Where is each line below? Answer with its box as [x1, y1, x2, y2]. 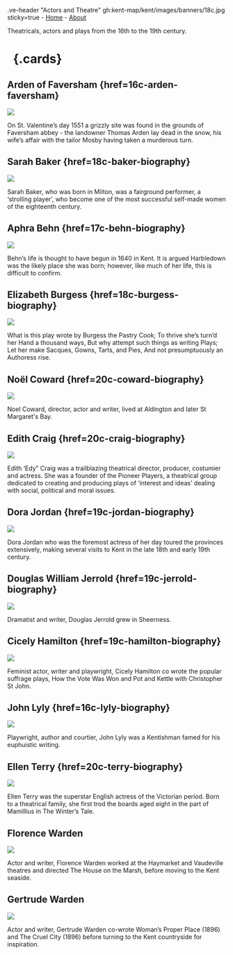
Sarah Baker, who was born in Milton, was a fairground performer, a [7, 187, 202, 195]
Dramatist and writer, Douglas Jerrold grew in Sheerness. [7, 615, 172, 623]
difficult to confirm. [7, 268, 63, 277]
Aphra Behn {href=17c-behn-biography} [7, 223, 186, 234]
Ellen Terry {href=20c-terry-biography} [7, 761, 183, 773]
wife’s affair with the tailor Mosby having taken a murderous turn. [7, 136, 193, 144]
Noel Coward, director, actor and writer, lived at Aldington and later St [7, 405, 207, 413]
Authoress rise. [7, 353, 51, 362]
